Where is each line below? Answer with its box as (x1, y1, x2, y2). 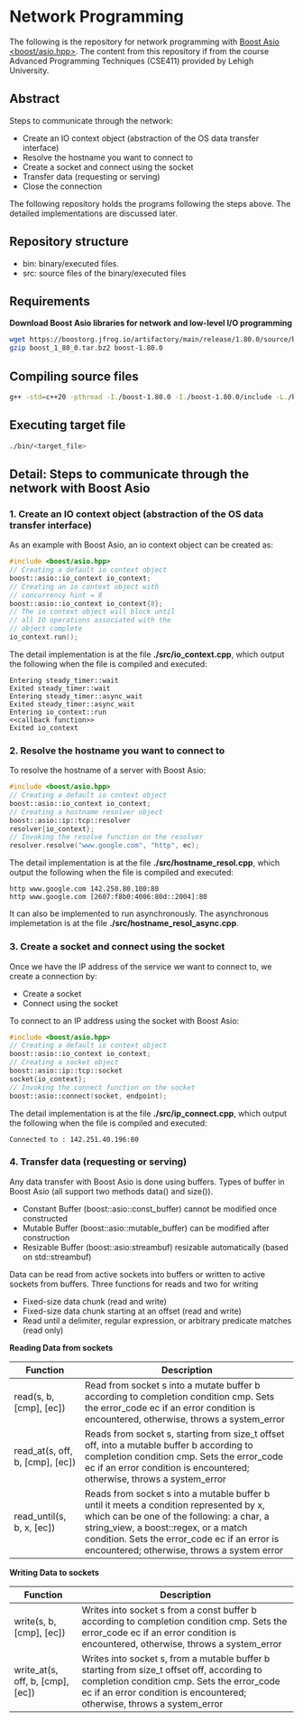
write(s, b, (14, 1614, 57, 1627)
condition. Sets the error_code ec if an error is (84, 1532, 280, 1545)
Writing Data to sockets (9, 1567, 99, 1577)
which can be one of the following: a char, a (84, 1510, 270, 1522)
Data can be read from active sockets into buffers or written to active (9, 1268, 266, 1279)
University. (9, 65, 50, 76)
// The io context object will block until (9, 607, 176, 616)
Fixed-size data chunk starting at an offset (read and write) (22, 1306, 242, 1316)
